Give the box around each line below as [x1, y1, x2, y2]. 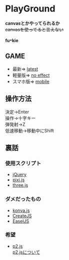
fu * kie [5, 37, 18, 43]
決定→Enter [5, 109, 29, 115]
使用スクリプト [5, 160, 41, 167]
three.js [12, 182, 28, 188]
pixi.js [12, 177, 25, 183]
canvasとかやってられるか [5, 20, 60, 26]
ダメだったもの [5, 196, 41, 203]
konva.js [12, 207, 30, 213]
